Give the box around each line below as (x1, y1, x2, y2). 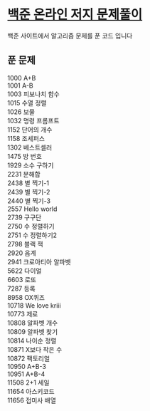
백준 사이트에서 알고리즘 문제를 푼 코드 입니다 (7, 31, 133, 40)
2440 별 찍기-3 (7, 197, 51, 205)
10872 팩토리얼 (7, 354, 50, 363)
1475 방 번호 (7, 152, 43, 160)
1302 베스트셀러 (7, 143, 53, 152)
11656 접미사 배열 (7, 396, 57, 405)
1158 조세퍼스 (7, 134, 45, 142)
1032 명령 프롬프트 (7, 116, 60, 125)
